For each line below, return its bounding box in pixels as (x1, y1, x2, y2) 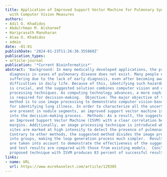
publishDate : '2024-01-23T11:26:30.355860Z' (5, 49, 99, 54)
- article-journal (5, 58, 43, 63)
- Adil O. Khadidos (5, 21, 46, 26)
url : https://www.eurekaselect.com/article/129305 (9, 164, 117, 169)
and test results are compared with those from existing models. (9, 146, 148, 151)
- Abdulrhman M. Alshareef (5, 26, 61, 31)
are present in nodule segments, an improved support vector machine (9, 109, 157, 114)
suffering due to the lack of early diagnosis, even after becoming (9, 76, 155, 81)
